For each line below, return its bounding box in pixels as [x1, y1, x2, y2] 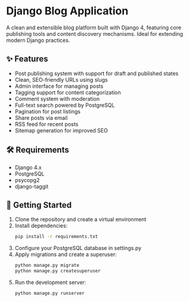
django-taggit [14, 183, 49, 190]
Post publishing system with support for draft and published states [14, 70, 179, 77]
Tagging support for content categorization [14, 88, 121, 96]
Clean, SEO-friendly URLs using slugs [14, 76, 109, 83]
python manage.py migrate [14, 263, 79, 269]
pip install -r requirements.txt [14, 234, 98, 240]
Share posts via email [14, 114, 68, 121]
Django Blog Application [6, 4, 129, 18]
